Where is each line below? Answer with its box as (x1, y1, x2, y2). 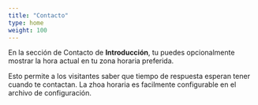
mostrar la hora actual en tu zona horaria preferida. (8, 56, 174, 66)
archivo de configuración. (8, 88, 92, 98)
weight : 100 (8, 26, 47, 34)
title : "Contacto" (8, 11, 69, 20)
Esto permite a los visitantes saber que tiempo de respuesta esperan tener (8, 72, 251, 81)
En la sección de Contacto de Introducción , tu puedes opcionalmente (8, 48, 235, 58)
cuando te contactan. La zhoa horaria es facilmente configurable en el (8, 80, 237, 89)
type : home (8, 19, 44, 27)
